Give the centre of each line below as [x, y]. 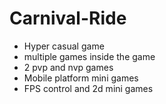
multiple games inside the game [89, 56]
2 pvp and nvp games [68, 67]
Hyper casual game [64, 46]
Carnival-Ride [68, 18]
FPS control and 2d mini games [88, 88]
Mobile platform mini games [81, 78]
